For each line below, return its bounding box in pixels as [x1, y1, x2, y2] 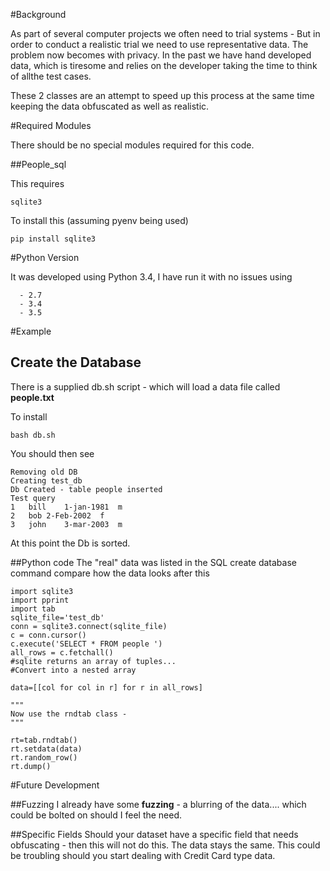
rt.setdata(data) [10, 744, 83, 754]
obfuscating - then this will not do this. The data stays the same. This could [10, 839, 321, 851]
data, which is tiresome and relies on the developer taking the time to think [10, 60, 318, 71]
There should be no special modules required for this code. [10, 139, 255, 151]
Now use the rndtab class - [10, 709, 128, 719]
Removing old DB [10, 467, 78, 477]
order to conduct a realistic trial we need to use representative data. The [10, 39, 309, 50]
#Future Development [10, 779, 100, 791]
